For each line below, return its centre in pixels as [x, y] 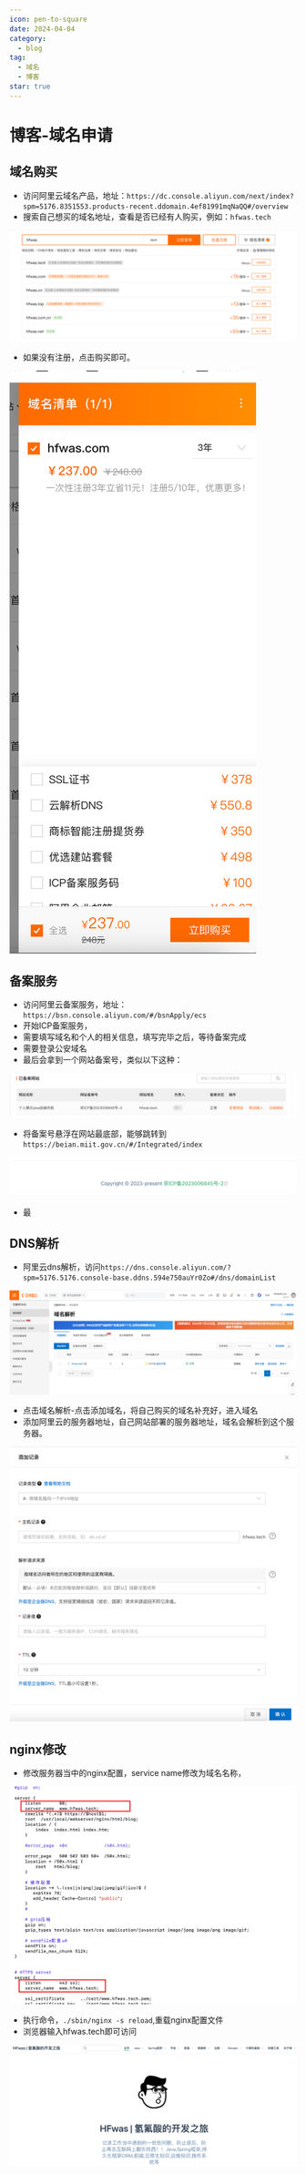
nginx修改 [38, 1749]
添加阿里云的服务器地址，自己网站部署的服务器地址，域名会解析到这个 [154, 1422]
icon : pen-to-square [49, 19]
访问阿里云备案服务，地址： [75, 1005]
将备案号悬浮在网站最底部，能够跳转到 [94, 1134]
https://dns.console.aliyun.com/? [166, 1268]
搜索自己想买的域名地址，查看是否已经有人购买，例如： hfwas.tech [147, 216]
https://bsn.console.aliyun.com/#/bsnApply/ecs [114, 1016]
